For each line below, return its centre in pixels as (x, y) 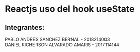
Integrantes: (25, 28)
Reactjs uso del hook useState (70, 9)
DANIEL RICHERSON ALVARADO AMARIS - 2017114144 (62, 45)
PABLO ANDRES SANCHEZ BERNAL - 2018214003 (57, 39)
